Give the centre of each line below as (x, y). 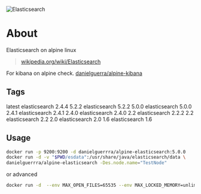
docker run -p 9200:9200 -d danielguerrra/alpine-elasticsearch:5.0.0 (96, 152)
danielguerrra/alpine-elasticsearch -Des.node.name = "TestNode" (87, 163)
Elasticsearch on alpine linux (41, 50)
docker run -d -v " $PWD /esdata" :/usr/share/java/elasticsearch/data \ (96, 157)
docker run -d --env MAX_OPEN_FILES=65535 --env (69, 186)
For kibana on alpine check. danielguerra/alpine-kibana (74, 73)
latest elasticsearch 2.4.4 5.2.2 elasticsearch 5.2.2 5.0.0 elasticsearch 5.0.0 (99, 106)
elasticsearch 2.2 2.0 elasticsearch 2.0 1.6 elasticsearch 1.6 (79, 119)
